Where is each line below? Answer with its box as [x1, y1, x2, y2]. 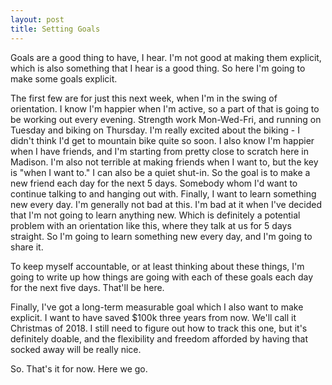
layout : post [10, 14, 65, 25]
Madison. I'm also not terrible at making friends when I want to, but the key [10, 156, 319, 168]
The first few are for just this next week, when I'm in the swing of [10, 92, 278, 104]
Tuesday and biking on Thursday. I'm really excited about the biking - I [10, 124, 300, 136]
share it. [10, 241, 44, 253]
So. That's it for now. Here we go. [10, 362, 148, 375]
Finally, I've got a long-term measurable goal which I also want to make [10, 301, 304, 313]
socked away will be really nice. [10, 343, 142, 355]
